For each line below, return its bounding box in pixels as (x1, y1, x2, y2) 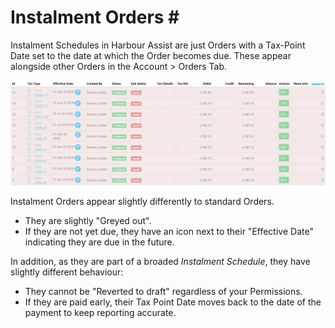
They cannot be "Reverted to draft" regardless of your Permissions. (24, 286, 303, 298)
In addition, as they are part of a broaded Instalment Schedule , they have (10, 256, 311, 268)
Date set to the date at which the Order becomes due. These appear (10, 49, 292, 61)
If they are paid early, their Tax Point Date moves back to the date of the (24, 296, 322, 308)
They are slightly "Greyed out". (24, 215, 152, 227)
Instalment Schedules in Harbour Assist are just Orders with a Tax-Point (10, 39, 306, 51)
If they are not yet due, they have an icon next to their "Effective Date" (24, 226, 314, 238)
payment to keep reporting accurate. (24, 307, 177, 319)
